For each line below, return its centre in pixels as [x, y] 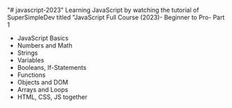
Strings [27, 53]
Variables [30, 60]
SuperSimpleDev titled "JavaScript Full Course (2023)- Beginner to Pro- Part [116, 17]
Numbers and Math [45, 45]
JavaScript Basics [43, 38]
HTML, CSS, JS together [52, 97]
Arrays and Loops [43, 90]
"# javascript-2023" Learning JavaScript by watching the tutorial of [103, 10]
